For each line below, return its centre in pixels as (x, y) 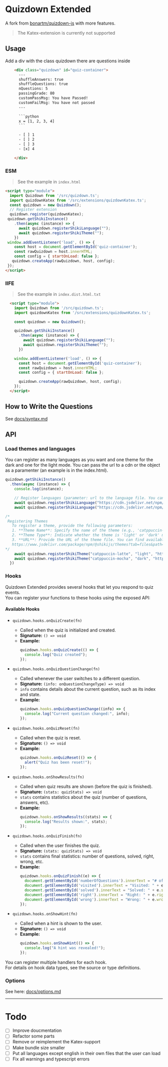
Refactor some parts (33, 1036)
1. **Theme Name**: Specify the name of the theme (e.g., (73, 530)
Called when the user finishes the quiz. (60, 845)
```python (28, 117)
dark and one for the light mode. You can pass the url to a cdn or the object (83, 465)
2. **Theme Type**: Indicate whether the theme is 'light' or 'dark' (86, 535)
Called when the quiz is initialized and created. (68, 630)
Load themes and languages (40, 449)
